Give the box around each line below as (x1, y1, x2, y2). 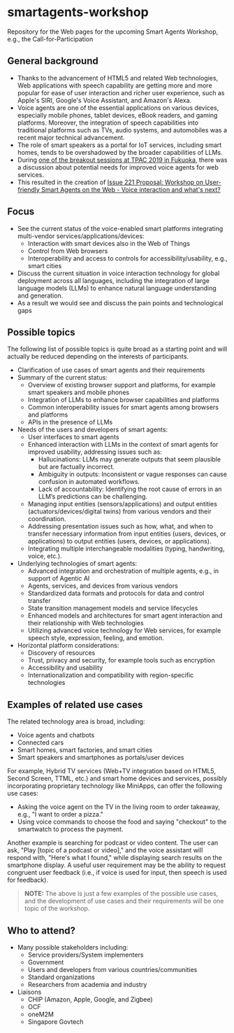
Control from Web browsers (27, 247, 108, 255)
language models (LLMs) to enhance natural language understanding (17, 284, 217, 292)
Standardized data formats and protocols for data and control (27, 589, 205, 597)
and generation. (17, 291, 64, 300)
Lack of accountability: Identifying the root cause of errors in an (38, 485, 222, 494)
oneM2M (27, 1010, 54, 1018)
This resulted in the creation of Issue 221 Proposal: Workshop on (17, 178, 204, 186)
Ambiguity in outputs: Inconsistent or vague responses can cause (38, 470, 227, 478)
